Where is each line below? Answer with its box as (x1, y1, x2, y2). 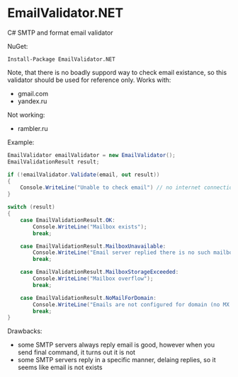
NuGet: (7, 42, 28, 50)
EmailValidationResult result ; (7, 158, 100, 166)
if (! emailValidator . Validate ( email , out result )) (7, 171, 160, 178)
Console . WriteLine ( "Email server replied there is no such (33, 249, 211, 256)
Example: (7, 138, 35, 146)
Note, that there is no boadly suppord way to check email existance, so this (7, 68, 227, 76)
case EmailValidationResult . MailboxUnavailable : (20, 243, 166, 250)
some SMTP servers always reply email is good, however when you (17, 341, 215, 349)
